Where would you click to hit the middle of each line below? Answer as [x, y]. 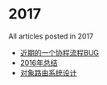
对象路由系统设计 [48, 72]
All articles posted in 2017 [51, 36]
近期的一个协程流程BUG [59, 52]
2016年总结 [39, 63]
